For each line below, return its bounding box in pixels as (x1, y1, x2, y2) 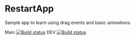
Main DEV (5, 29, 56, 35)
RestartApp (5, 3, 54, 14)
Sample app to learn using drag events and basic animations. (5, 19, 131, 25)
